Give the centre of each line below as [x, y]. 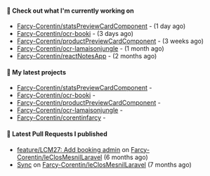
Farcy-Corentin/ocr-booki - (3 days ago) [75, 34]
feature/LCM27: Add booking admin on [73, 149]
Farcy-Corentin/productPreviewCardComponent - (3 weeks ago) [110, 41]
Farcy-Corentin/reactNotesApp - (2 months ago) [87, 56]
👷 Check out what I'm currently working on [70, 11]
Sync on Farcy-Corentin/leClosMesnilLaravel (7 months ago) [104, 164]
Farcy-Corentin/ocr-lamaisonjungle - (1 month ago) [90, 49]
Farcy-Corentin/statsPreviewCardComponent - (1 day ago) [101, 26]
